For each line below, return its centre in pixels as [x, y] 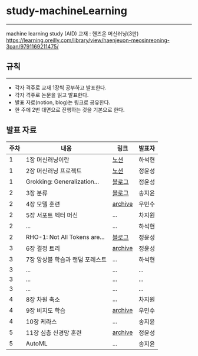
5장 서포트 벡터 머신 [52, 215]
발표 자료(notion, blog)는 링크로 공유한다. [62, 102]
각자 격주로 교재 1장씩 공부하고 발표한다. [61, 88]
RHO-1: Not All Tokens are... [65, 237]
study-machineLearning [67, 11]
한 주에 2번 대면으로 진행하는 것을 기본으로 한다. [70, 109]
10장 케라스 [41, 322]
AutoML [37, 343]
